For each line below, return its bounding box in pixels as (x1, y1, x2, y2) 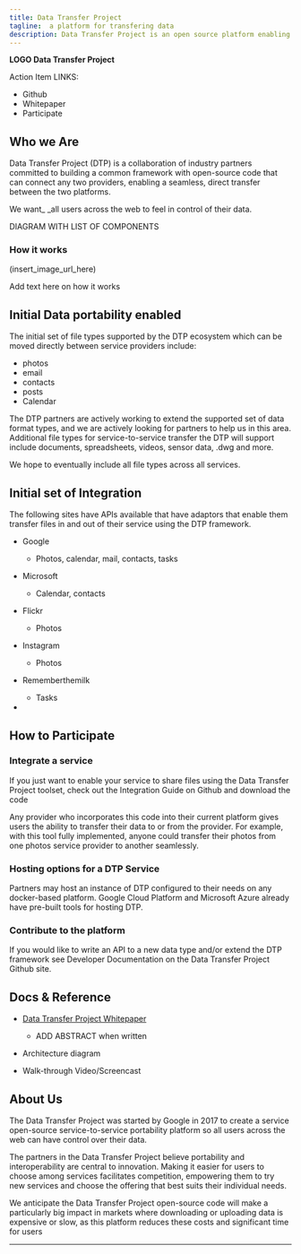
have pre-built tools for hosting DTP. (9, 902, 143, 912)
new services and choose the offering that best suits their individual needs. (9, 1180, 287, 1191)
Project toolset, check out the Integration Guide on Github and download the (9, 784, 291, 795)
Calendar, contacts (35, 588, 106, 599)
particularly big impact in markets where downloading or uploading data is (9, 1207, 284, 1218)
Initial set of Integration (9, 485, 142, 500)
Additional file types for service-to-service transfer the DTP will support (9, 432, 275, 444)
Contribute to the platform (9, 924, 125, 937)
